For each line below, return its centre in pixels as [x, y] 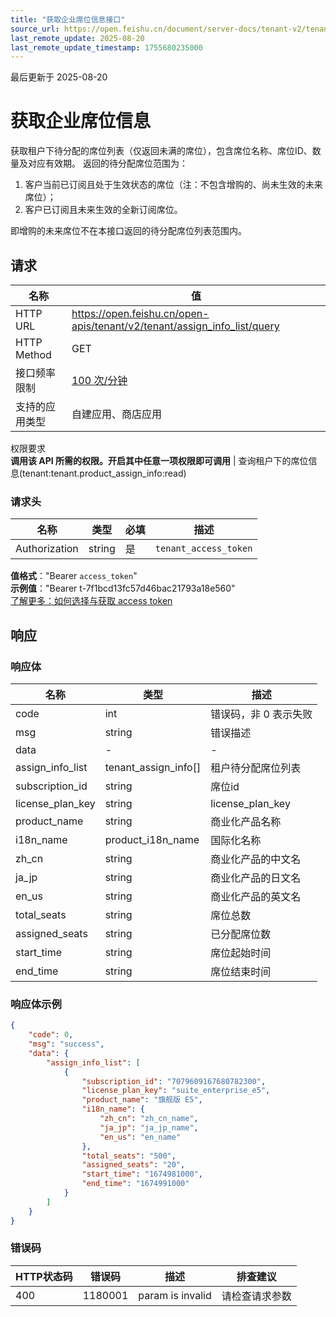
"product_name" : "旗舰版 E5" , [142, 1100]
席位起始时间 [241, 953]
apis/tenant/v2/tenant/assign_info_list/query [175, 326]
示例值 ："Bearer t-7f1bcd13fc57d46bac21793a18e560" [123, 588]
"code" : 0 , [51, 1035]
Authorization [47, 549]
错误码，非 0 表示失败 [261, 714]
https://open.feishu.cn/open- [140, 313]
